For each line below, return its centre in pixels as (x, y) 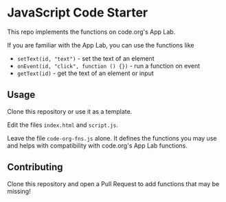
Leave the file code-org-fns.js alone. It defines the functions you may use (112, 138)
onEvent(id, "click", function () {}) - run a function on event (109, 65)
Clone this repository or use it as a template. (70, 111)
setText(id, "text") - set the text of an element (86, 58)
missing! (19, 191)
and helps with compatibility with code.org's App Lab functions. (97, 145)
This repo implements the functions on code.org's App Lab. (91, 32)
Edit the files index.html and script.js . (63, 125)
